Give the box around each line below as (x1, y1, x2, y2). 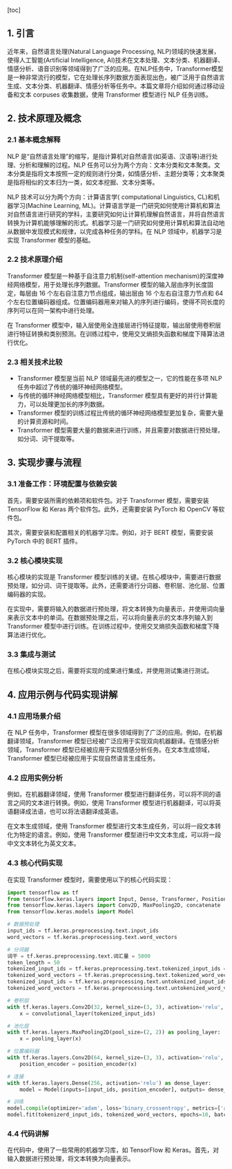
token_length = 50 (7, 959, 60, 966)
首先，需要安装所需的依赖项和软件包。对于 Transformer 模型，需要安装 (7, 496, 209, 504)
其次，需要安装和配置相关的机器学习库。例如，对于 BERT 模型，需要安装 (7, 528, 214, 536)
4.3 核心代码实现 (7, 858, 64, 868)
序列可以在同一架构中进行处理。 (7, 306, 98, 314)
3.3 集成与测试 (7, 649, 56, 659)
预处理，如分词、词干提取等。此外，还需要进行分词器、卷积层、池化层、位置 (7, 582, 225, 590)
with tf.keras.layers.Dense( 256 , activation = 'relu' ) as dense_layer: (7, 1079, 212, 1087)
